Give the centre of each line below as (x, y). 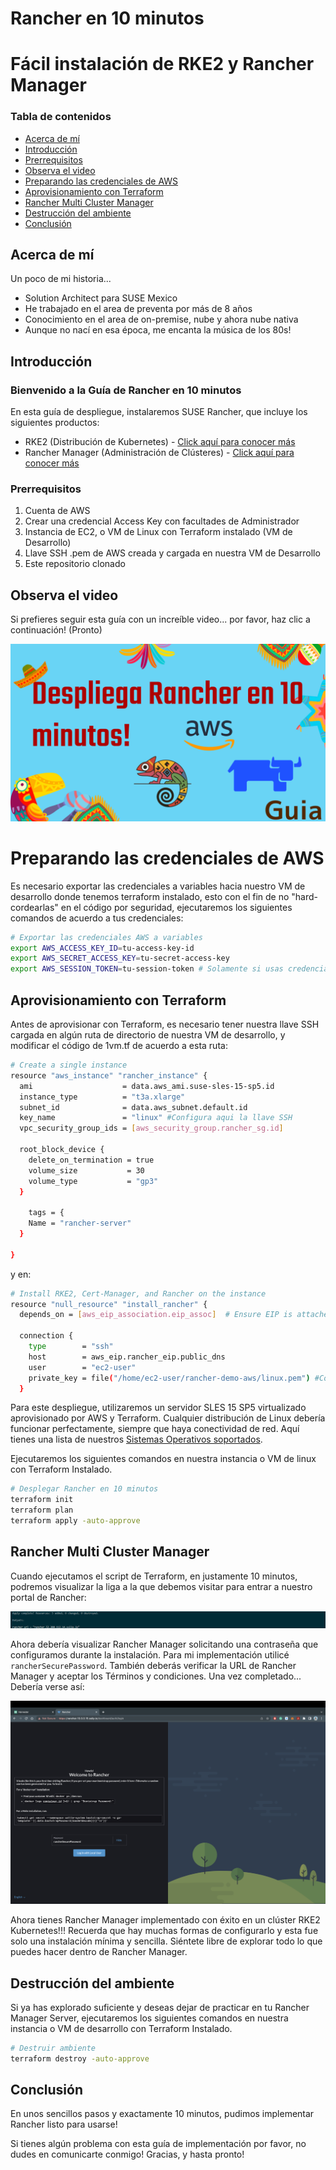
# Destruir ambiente (53, 2048)
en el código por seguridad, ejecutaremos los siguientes (176, 907)
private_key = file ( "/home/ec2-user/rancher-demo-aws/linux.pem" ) (169, 1378)
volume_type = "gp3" (93, 1181)
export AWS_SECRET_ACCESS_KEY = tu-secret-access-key (120, 958)
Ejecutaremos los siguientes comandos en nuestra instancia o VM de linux (163, 1459)
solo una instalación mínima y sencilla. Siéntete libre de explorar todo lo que (166, 1941)
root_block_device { (62, 1150)
